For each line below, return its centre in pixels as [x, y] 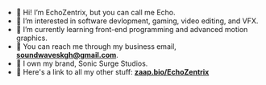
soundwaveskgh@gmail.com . [67, 55]
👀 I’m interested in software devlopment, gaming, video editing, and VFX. [137, 21]
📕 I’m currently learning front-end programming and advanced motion [132, 29]
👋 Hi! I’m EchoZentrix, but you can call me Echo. [96, 12]
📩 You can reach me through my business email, [96, 47]
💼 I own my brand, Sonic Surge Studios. [82, 63]
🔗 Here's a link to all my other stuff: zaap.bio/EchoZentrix [112, 72]
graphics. [32, 38]
